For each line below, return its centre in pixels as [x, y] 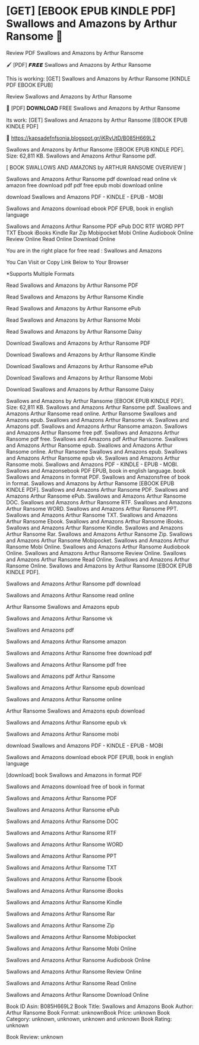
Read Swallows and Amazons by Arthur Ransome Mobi [73, 320]
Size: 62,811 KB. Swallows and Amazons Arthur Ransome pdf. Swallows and [99, 407]
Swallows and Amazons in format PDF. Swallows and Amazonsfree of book [98, 477]
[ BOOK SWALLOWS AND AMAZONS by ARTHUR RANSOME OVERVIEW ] [96, 167]
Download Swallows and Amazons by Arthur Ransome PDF [78, 343]
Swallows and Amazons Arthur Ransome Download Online [78, 994]
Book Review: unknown [35, 1037]
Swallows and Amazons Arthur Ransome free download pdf [79, 653]
